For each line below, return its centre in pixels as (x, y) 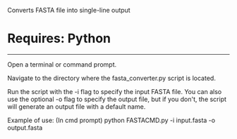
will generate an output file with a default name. (77, 106)
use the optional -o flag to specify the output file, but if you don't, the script (117, 99)
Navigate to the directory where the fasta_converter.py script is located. (112, 78)
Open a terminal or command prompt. (62, 64)
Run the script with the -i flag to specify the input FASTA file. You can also (115, 91)
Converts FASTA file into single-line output (69, 10)
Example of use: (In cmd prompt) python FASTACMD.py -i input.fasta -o (111, 120)
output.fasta (25, 127)
